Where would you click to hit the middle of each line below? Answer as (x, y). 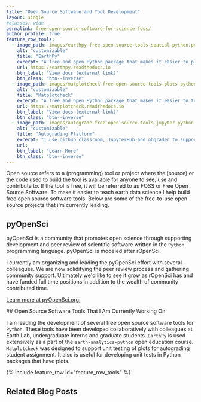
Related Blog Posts (42, 392)
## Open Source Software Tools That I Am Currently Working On (86, 311)
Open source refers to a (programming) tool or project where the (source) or (100, 173)
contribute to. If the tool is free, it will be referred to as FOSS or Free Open (97, 186)
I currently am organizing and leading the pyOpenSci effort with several (94, 263)
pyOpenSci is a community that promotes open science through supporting (99, 238)
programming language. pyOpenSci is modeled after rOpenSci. (84, 251)
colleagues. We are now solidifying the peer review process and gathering (98, 269)
